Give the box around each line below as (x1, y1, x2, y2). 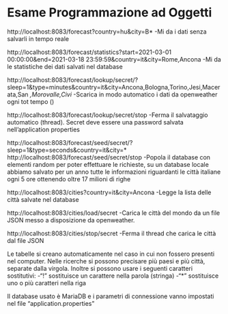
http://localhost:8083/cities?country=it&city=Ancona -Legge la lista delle (7, 188, 212, 196)
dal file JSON (7, 236, 44, 244)
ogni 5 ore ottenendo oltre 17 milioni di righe (7, 174, 131, 183)
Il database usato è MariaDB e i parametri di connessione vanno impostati (7, 292, 214, 300)
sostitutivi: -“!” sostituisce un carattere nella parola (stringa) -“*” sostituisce (7, 272, 219, 280)
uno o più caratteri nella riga (7, 278, 87, 287)
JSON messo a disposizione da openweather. (7, 215, 135, 224)
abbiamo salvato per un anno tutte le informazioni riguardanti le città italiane (7, 168, 221, 176)
